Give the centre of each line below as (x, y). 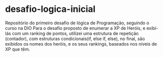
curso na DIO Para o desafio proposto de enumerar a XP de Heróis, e (75, 28)
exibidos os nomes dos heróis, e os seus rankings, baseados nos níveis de (81, 44)
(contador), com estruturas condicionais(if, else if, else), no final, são (75, 39)
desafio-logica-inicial (50, 9)
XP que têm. (18, 49)
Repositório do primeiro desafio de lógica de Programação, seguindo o (77, 23)
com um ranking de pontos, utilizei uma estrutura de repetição (75, 33)
